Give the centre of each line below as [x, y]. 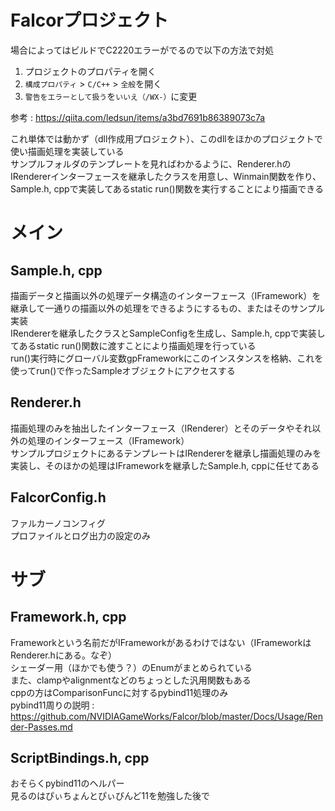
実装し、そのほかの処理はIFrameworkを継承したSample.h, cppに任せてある [165, 465]
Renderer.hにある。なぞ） [63, 655]
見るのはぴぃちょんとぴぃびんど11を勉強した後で [110, 796]
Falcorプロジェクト [89, 20]
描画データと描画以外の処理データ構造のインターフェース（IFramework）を [166, 295]
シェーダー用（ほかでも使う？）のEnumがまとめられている [131, 667]
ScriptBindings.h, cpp [80, 757]
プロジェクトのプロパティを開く [90, 71]
